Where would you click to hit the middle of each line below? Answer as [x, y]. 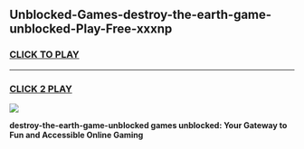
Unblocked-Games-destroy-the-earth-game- [141, 15]
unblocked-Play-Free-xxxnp [91, 29]
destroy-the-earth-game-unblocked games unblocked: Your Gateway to [148, 125]
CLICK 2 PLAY [41, 88]
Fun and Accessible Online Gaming [76, 135]
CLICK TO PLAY [44, 55]
